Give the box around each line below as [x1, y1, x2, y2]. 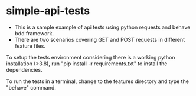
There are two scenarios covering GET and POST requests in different [14, 36, 185, 43]
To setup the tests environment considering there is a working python [6, 54, 175, 61]
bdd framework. [14, 29, 54, 37]
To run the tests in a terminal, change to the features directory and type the [6, 78, 189, 85]
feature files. [14, 42, 46, 49]
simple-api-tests [6, 4, 90, 18]
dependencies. [6, 66, 43, 73]
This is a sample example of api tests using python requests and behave [14, 24, 191, 31]
